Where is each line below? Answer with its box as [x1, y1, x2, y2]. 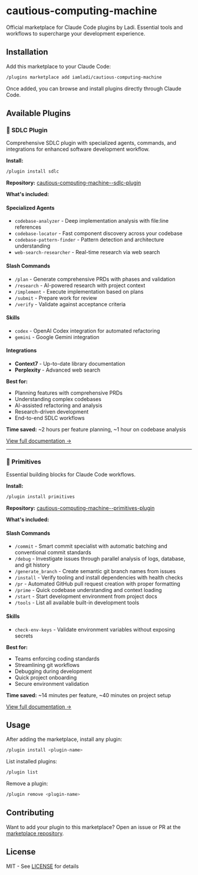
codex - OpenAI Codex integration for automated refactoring [14, 327, 160, 334]
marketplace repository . [6, 830, 64, 837]
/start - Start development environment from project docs [14, 593, 158, 600]
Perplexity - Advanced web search [14, 366, 101, 373]
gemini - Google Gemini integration [14, 333, 100, 340]
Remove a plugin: [6, 780, 48, 787]
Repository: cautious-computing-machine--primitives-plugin [6, 505, 155, 512]
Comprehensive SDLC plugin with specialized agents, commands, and [6, 139, 177, 147]
